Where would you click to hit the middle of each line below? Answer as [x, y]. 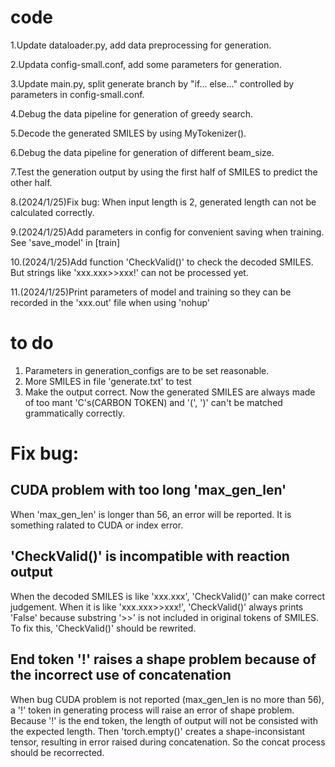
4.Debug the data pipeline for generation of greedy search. [132, 113]
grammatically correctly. [74, 413]
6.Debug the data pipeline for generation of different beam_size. [142, 152]
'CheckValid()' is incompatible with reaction [150, 556]
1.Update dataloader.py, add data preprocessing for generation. [141, 45]
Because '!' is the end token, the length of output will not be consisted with [164, 720]
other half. [31, 182]
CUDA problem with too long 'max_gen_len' [148, 490]
